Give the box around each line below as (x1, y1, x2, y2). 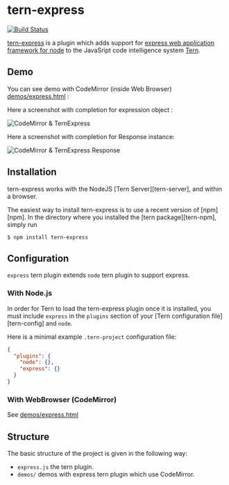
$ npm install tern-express (7, 234, 89, 241)
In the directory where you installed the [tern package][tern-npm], (27, 213, 217, 221)
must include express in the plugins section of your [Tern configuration (7, 312, 210, 320)
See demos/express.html (7, 411, 78, 419)
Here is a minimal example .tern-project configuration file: (7, 333, 177, 341)
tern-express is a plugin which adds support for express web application (7, 38, 215, 47)
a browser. (7, 192, 37, 200)
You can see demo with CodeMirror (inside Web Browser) (7, 84, 172, 93)
